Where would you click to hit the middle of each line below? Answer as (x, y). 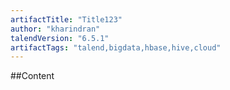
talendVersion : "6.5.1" (60, 38)
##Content (32, 76)
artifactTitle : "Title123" (66, 19)
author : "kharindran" (55, 29)
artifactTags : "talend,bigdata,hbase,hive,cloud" (116, 47)
